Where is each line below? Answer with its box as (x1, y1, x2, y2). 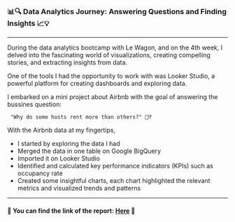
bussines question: (7, 101, 62, 109)
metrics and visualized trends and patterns (17, 184, 141, 193)
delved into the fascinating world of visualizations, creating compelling (7, 51, 211, 59)
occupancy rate (17, 169, 63, 177)
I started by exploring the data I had (17, 140, 120, 148)
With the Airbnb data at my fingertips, (7, 126, 116, 135)
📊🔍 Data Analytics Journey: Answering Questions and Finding (7, 6, 227, 16)
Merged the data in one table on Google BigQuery (17, 147, 162, 156)
